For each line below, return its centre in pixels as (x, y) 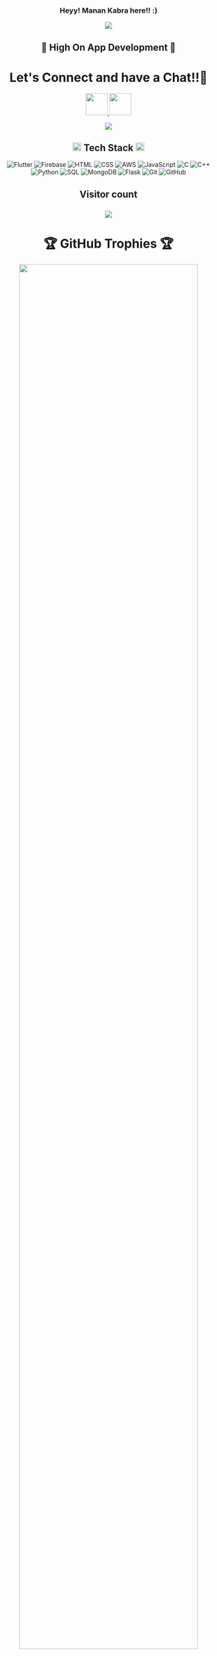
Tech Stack (108, 148)
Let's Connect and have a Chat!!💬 (108, 78)
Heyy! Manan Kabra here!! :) (108, 11)
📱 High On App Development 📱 (108, 47)
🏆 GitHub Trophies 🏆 (108, 244)
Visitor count (108, 194)
